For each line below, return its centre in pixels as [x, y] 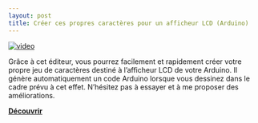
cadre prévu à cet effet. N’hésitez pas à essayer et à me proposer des [123, 87]
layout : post [30, 16]
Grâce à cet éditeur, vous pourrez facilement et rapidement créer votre [125, 61]
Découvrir [25, 111]
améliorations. [32, 95]
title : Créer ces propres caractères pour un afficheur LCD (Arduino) [129, 23]
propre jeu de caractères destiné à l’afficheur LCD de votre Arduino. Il [123, 69]
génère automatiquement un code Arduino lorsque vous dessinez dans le [129, 78]
